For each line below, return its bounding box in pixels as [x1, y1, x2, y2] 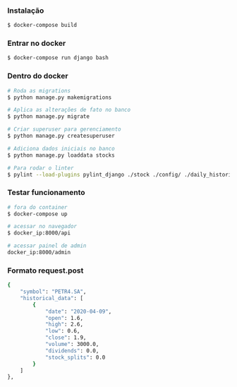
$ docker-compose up [7, 210, 68, 218]
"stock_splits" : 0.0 [44, 354, 106, 361]
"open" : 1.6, [44, 314, 83, 321]
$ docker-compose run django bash [7, 54, 109, 61]
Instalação [7, 6, 44, 16]
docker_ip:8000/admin [7, 249, 71, 256]
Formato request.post [7, 266, 84, 275]
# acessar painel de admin [7, 242, 87, 249]
